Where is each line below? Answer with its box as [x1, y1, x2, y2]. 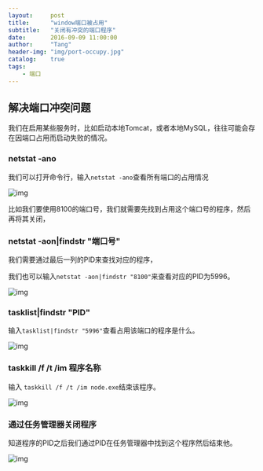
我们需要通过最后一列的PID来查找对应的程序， [8, 255, 157, 264]
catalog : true [8, 56, 65, 64]
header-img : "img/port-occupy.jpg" [8, 48, 125, 56]
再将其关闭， [8, 214, 49, 223]
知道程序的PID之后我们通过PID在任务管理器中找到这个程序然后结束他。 [8, 438, 237, 447]
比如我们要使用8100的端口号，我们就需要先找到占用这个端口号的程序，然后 [8, 204, 251, 213]
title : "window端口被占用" [8, 19, 108, 27]
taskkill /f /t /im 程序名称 [8, 362, 101, 373]
